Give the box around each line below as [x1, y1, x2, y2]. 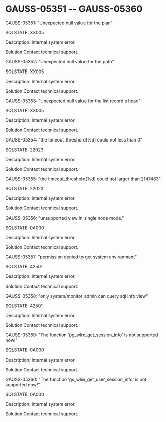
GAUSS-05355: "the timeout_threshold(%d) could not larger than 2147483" [5, 176, 161, 182]
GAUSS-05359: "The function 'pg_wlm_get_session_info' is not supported [5, 332, 158, 338]
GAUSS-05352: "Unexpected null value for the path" [5, 58, 114, 64]
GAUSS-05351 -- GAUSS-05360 [5, 3, 143, 15]
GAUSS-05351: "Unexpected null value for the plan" [5, 20, 113, 26]
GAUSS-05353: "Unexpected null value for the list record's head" [5, 98, 141, 104]
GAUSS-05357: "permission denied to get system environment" [5, 254, 137, 260]
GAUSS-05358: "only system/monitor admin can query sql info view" [5, 293, 148, 299]
